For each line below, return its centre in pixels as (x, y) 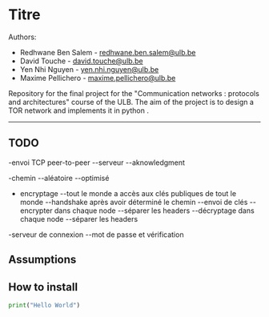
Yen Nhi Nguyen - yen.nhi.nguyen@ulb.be (89, 69)
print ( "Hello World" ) (44, 305)
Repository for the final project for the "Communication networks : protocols (134, 93)
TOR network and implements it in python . (79, 110)
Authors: (22, 37)
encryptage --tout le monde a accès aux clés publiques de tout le (128, 193)
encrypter (36, 211)
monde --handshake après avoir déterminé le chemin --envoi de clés (134, 202)
